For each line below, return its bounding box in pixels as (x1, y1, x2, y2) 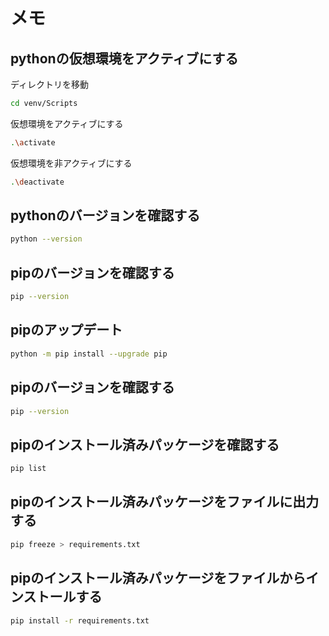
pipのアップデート (10, 322, 123, 339)
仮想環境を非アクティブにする (10, 157, 133, 169)
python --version (10, 234, 83, 244)
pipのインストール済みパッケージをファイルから (10, 570, 307, 587)
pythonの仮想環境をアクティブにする (10, 50, 239, 67)
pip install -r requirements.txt (10, 615, 150, 626)
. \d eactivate (10, 177, 65, 187)
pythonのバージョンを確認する (10, 207, 201, 224)
